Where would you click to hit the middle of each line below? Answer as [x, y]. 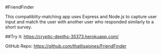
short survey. [19, 27]
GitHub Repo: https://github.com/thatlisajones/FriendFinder [66, 46]
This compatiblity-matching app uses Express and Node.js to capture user [81, 16]
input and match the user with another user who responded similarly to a [80, 22]
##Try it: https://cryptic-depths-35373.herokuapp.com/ [62, 37]
